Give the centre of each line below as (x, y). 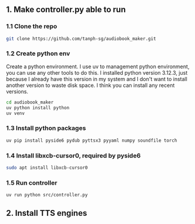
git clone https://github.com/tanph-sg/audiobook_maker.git (81, 39)
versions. (17, 91)
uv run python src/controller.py (47, 195)
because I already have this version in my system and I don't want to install (97, 79)
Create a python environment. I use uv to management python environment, (98, 66)
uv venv (16, 113)
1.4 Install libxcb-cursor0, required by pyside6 (73, 155)
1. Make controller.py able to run (66, 10)
